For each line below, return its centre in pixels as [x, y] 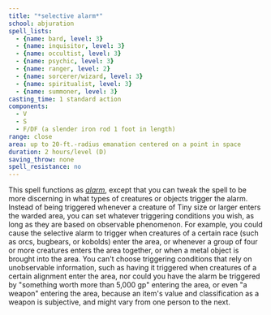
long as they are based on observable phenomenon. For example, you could [136, 225]
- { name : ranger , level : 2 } [63, 69]
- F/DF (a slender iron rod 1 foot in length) [96, 129]
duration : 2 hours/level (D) [58, 152]
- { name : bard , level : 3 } [60, 39]
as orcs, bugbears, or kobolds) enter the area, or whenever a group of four [133, 242]
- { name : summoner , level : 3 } [67, 91]
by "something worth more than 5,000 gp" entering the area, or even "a [128, 285]
